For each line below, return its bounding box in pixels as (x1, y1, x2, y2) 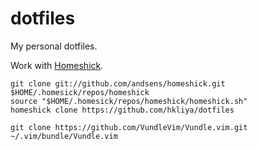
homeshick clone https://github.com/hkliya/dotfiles (10, 105, 235, 115)
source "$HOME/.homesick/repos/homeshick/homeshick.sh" (10, 96, 248, 106)
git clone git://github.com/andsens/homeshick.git (10, 78, 226, 89)
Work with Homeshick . (10, 59, 104, 71)
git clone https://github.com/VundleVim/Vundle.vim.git (10, 122, 248, 132)
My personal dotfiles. (10, 40, 98, 52)
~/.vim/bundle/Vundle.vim (10, 131, 118, 141)
